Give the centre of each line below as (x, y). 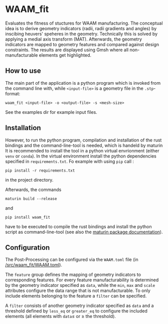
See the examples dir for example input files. (51, 112)
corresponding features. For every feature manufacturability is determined (82, 280)
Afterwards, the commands (33, 190)
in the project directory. (29, 180)
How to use (23, 71)
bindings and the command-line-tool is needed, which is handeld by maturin (84, 145)
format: (13, 93)
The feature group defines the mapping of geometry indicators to (73, 275)
